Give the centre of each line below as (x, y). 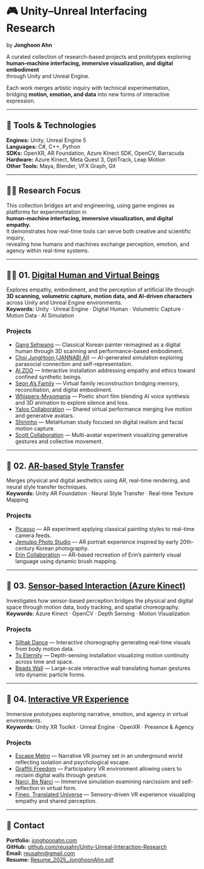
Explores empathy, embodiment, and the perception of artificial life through (100, 290)
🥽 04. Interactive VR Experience (68, 699)
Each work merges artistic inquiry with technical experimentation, (88, 87)
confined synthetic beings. (48, 377)
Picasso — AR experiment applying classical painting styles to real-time (105, 529)
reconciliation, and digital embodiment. (64, 390)
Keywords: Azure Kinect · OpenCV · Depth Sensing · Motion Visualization (98, 614)
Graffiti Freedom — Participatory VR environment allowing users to (98, 769)
